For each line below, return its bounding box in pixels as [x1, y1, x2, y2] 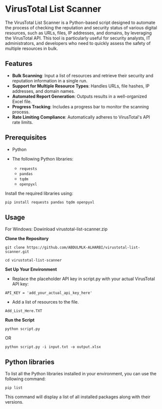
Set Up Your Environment [5, 266, 57, 272]
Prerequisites [5, 133, 47, 142]
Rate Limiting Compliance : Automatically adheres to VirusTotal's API [12, 114, 150, 120]
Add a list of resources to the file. [12, 299, 79, 305]
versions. [5, 399, 23, 405]
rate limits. [12, 119, 33, 125]
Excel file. [12, 99, 32, 104]
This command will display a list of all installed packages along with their [5, 394, 151, 400]
